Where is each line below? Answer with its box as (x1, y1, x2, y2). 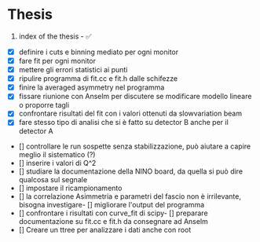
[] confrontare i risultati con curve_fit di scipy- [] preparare (18, 208, 209, 218)
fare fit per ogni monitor (18, 57, 96, 65)
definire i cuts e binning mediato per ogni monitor (18, 47, 179, 57)
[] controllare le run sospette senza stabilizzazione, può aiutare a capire (18, 141, 251, 151)
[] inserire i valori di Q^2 (18, 159, 97, 168)
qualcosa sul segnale (18, 175, 88, 185)
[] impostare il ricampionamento (18, 183, 123, 193)
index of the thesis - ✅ (18, 31, 92, 41)
